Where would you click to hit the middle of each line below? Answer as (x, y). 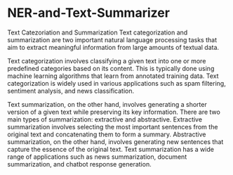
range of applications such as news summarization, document (97, 157)
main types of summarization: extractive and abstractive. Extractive (105, 119)
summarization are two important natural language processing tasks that (112, 39)
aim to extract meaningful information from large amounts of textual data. (113, 47)
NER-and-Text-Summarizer (89, 13)
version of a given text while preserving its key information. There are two (114, 112)
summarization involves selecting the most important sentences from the (113, 127)
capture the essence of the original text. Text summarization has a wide (111, 149)
